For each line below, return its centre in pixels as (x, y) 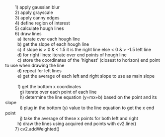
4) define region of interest (42, 23)
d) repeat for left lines (40, 71)
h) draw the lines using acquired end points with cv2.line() (77, 124)
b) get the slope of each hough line (53, 44)
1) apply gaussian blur (37, 7)
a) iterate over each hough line (49, 39)
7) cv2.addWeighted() (37, 129)
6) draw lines (28, 34)
